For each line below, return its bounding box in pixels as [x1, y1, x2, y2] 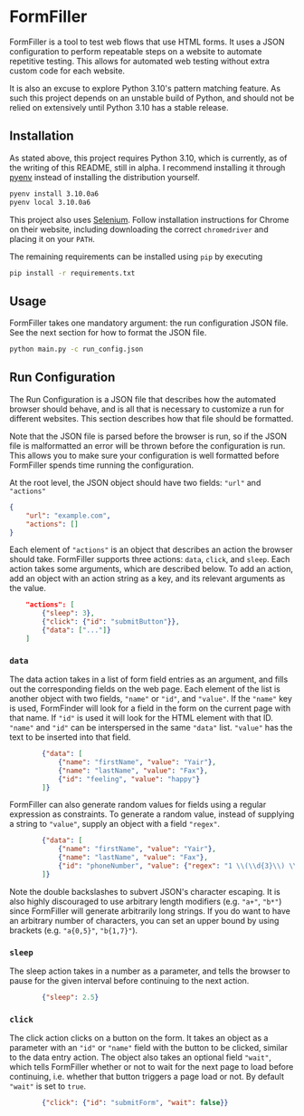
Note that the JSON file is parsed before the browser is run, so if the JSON [9, 431, 288, 442]
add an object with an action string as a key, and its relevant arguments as [9, 573, 286, 584]
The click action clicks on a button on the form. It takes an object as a [9, 1033, 269, 1043]
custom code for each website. [9, 65, 125, 76]
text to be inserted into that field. [9, 732, 131, 742]
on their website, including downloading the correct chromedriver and [9, 224, 269, 235]
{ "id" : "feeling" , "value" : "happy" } [57, 774, 201, 783]
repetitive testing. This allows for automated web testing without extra [9, 55, 270, 66]
